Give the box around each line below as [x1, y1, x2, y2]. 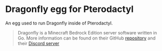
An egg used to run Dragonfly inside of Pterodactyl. [5, 20, 113, 26]
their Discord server [17, 40, 60, 46]
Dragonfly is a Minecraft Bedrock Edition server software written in [17, 29, 157, 35]
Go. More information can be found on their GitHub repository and [17, 35, 156, 41]
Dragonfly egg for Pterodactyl [5, 3, 134, 15]
